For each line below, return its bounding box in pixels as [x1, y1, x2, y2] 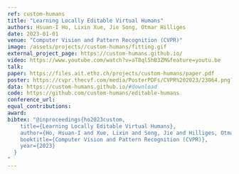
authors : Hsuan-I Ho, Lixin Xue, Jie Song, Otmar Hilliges [7, 23, 186, 31]
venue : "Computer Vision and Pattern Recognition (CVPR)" [7, 37, 183, 44]
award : [7, 109, 27, 116]
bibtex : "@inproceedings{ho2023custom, [7, 116, 126, 123]
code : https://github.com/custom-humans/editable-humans [7, 89, 180, 97]
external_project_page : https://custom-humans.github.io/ [7, 50, 183, 58]
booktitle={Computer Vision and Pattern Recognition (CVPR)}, [20, 136, 208, 143]
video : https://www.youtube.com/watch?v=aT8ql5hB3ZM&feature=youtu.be [7, 57, 221, 64]
